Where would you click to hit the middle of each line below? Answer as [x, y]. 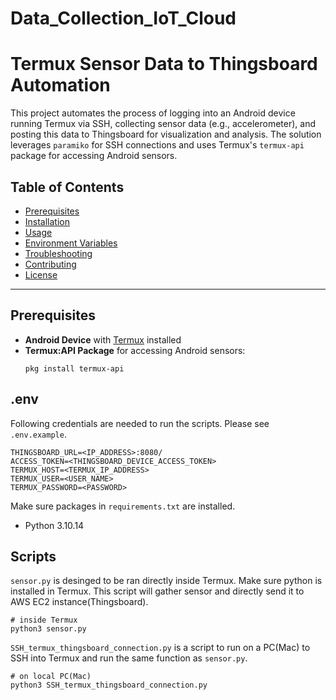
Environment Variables [71, 243]
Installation [47, 221]
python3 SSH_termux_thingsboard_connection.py [109, 685]
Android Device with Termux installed [103, 339]
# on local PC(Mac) [51, 677]
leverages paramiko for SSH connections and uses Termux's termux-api [157, 145]
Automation [60, 85]
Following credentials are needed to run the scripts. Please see [140, 423]
